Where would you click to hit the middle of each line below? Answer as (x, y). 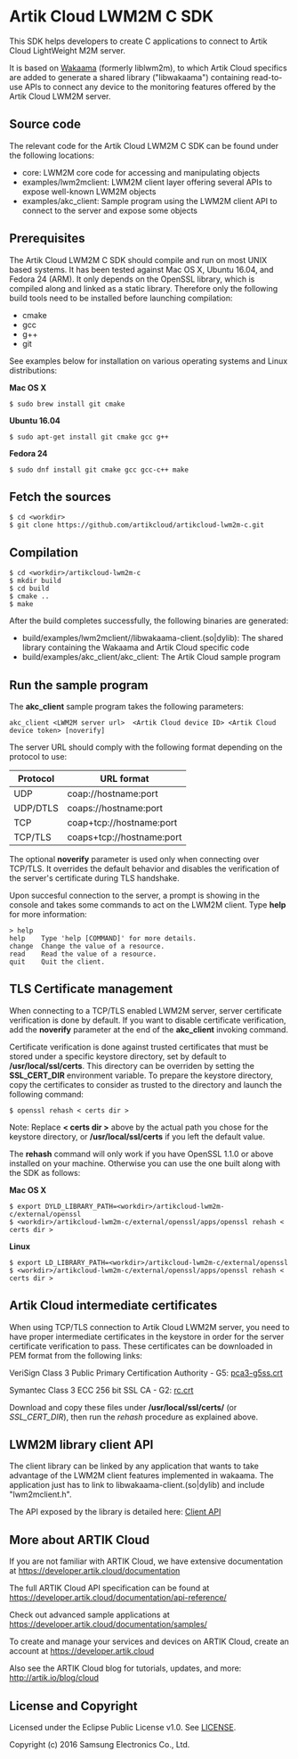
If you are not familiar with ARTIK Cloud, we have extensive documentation (146, 1561)
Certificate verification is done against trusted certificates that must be (139, 1047)
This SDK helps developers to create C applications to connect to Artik (138, 41)
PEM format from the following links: (76, 1355)
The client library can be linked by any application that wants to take (134, 1466)
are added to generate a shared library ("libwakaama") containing (129, 77)
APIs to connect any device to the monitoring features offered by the (150, 86)
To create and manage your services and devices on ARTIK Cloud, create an (149, 1641)
